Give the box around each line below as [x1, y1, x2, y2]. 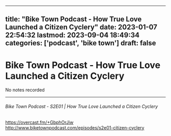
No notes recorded [5, 87, 45, 93]
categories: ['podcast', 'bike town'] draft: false [5, 39, 156, 47]
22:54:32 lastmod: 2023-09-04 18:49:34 [5, 31, 140, 40]
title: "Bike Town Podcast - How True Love [5, 15, 142, 23]
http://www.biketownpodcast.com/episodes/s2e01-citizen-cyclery [5, 124, 145, 130]
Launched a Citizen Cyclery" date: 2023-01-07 [5, 23, 158, 32]
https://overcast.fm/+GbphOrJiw [5, 119, 74, 125]
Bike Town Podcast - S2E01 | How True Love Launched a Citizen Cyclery [5, 103, 158, 110]
